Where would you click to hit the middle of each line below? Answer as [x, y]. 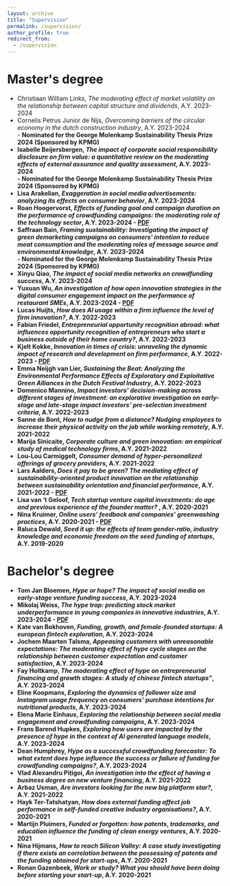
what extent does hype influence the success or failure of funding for [118, 758]
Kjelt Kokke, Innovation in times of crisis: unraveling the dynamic [112, 346]
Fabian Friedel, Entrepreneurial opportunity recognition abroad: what [118, 324]
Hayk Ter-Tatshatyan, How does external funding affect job [104, 802]
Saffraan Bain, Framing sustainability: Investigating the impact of [112, 229]
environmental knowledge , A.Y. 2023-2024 [80, 251]
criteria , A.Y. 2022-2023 [53, 412]
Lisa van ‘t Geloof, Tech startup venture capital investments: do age [116, 499]
